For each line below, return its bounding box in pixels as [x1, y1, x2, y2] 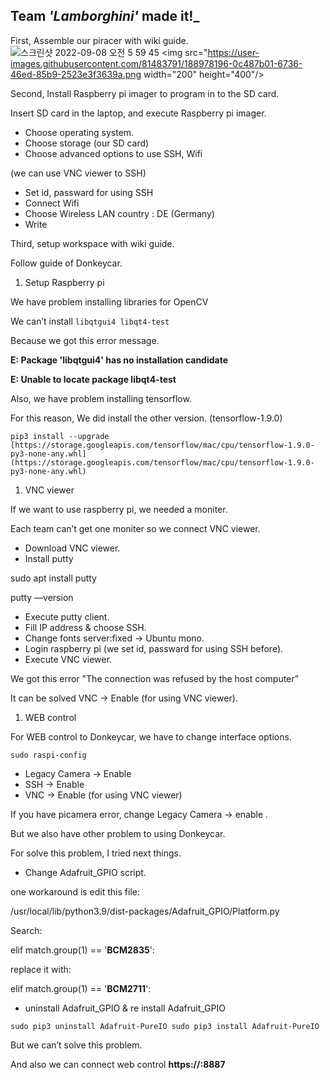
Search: [10, 924, 43, 936]
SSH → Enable [24, 778, 85, 790]
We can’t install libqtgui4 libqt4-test [10, 315, 170, 327]
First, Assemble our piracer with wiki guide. [10, 34, 189, 46]
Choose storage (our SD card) [24, 137, 150, 149]
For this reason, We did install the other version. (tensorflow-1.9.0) [10, 412, 283, 424]
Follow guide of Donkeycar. [10, 257, 123, 269]
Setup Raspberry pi [24, 276, 105, 288]
